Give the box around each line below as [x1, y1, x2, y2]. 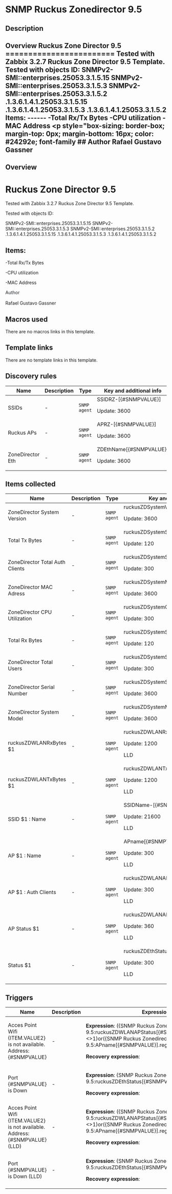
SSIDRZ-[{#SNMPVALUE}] [97, 396, 161, 403]
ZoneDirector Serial [8, 683, 55, 691]
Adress [8, 590, 25, 597]
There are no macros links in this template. [5, 328, 95, 334]
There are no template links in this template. [5, 357, 98, 363]
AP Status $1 [8, 925, 40, 933]
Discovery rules [5, 372, 57, 380]
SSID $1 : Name [8, 816, 46, 823]
